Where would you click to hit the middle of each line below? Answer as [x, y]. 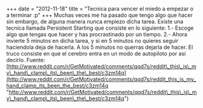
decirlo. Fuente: [26, 60]
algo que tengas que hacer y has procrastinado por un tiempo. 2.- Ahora [97, 34]
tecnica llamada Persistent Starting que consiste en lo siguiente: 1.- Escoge [100, 28]
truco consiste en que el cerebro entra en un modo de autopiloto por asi [96, 53]
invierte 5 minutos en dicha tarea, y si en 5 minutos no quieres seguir [92, 41]
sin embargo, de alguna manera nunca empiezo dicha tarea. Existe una [95, 21]
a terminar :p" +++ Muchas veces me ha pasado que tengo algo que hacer [99, 15]
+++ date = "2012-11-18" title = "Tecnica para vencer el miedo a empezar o [100, 9]
